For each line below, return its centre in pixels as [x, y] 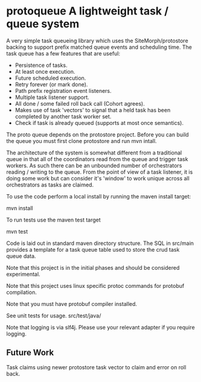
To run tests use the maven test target [53, 220]
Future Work [30, 353]
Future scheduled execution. [50, 78]
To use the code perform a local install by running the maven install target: [99, 196]
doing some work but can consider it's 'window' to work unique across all [98, 178]
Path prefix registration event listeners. [63, 91]
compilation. [22, 292]
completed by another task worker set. [63, 116]
